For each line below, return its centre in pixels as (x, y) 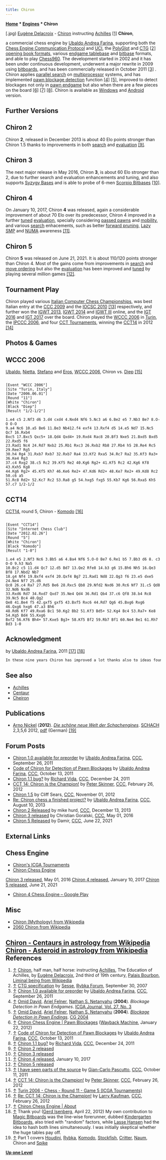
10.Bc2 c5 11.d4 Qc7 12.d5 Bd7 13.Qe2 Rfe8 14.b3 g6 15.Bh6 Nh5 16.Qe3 (81, 568)
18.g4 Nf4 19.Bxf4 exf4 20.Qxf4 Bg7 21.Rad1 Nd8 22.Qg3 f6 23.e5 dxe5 (80, 577)
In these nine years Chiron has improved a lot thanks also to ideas (79, 660)
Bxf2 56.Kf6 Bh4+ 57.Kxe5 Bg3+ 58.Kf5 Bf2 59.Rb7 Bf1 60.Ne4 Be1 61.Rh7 (82, 620)
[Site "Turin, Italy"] (29, 390)
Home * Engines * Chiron (32, 24)
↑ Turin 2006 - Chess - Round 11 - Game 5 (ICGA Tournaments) (77, 1090)
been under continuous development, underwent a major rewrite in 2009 (79, 64)
